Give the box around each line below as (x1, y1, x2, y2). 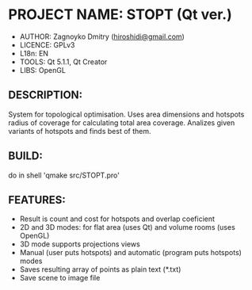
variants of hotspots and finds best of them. (8, 126, 151, 135)
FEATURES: (8, 193, 66, 207)
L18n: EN (19, 48, 49, 58)
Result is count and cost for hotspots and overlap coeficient (19, 214, 216, 223)
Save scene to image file (19, 273, 101, 283)
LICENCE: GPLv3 (19, 40, 75, 49)
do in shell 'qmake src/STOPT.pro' (8, 170, 120, 180)
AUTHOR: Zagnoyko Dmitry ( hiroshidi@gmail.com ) (19, 32, 185, 41)
